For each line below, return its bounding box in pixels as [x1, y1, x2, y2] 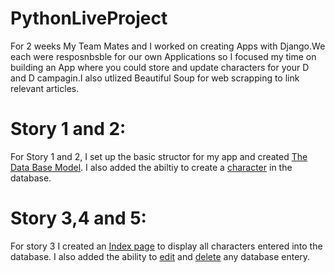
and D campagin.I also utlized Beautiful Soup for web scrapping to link [10, 72, 300, 84]
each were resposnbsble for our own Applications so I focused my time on [10, 50, 317, 62]
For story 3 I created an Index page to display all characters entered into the [10, 240, 323, 252]
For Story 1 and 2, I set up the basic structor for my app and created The [10, 150, 308, 162]
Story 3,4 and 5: [10, 207, 147, 230]
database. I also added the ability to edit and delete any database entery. [10, 250, 311, 262]
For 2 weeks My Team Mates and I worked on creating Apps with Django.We [10, 40, 326, 52]
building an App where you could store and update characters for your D [10, 61, 310, 73]
